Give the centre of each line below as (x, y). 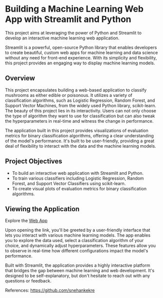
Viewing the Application (42, 209)
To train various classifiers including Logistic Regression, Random (78, 178)
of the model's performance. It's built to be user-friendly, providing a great (80, 141)
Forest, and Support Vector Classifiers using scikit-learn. (69, 183)
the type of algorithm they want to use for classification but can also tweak (80, 116)
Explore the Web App (26, 221)
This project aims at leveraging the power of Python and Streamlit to (73, 33)
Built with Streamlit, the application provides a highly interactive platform (78, 265)
